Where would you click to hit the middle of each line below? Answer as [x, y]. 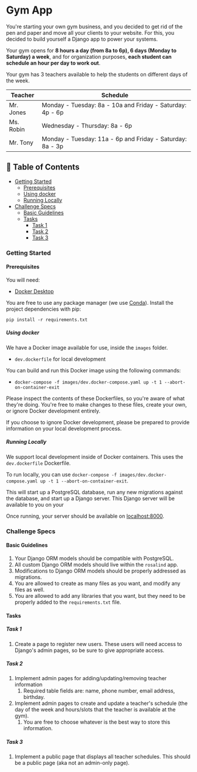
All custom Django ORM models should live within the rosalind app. [96, 564]
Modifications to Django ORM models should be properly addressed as [100, 571]
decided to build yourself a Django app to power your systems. [82, 39]
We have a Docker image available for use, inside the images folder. [87, 347]
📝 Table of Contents [43, 167]
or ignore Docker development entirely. [53, 411]
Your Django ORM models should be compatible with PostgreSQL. [94, 558]
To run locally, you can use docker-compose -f [62, 474]
